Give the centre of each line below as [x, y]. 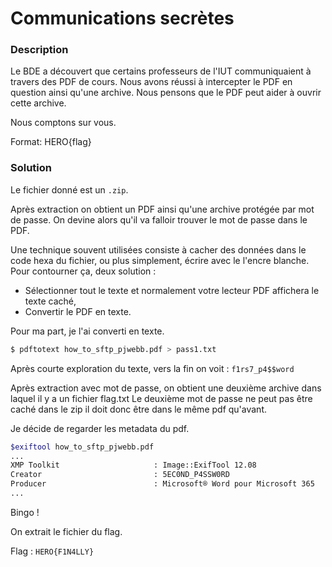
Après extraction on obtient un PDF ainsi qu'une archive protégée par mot [162, 209]
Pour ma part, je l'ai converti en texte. [87, 331]
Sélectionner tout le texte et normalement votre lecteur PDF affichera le [172, 290]
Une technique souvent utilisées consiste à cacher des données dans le [158, 249]
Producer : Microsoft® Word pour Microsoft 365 [162, 484]
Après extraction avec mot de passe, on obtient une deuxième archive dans [166, 388]
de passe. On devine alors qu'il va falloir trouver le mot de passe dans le [159, 219]
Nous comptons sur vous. [63, 123]
